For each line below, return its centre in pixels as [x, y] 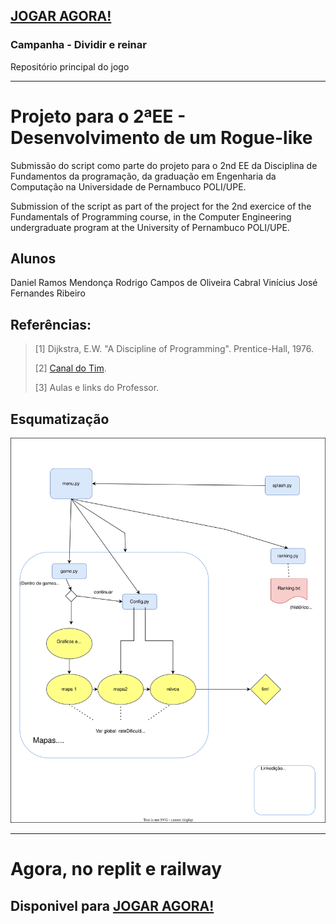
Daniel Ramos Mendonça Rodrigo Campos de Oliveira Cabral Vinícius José [164, 283]
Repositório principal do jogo [70, 66]
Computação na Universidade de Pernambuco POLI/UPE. [128, 186]
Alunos [33, 259]
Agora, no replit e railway [116, 869]
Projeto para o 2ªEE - [98, 116]
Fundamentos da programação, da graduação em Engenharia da [143, 176]
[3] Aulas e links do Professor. [97, 388]
